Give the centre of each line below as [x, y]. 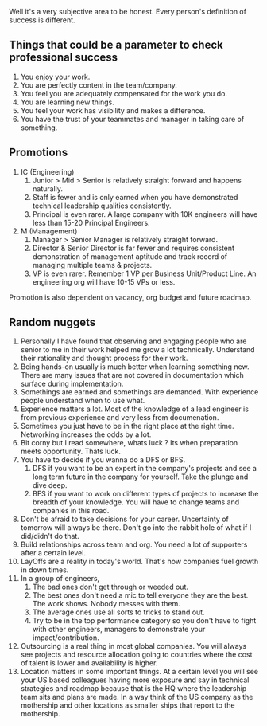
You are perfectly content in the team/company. [99, 85]
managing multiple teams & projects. [92, 265]
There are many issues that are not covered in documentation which [132, 375]
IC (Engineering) [47, 171]
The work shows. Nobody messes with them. [106, 604]
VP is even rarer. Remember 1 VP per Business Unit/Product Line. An [144, 273]
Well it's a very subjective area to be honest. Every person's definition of [128, 12]
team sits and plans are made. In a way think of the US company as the [137, 697]
